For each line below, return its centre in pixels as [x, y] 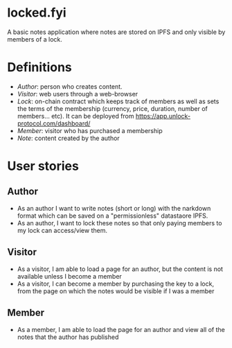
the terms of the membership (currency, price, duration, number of [112, 108]
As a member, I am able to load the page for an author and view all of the [121, 329]
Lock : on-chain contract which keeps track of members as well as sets [118, 101]
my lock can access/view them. [62, 230]
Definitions [40, 68]
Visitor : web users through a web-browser [78, 94]
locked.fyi [37, 13]
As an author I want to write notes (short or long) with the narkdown [114, 208]
